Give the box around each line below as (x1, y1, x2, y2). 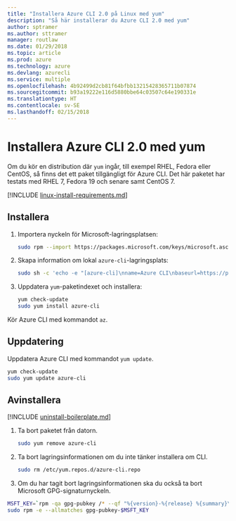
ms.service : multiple (7, 75, 71, 83)
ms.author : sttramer (7, 30, 68, 37)
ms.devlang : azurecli (7, 69, 71, 76)
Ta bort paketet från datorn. (17, 427, 98, 435)
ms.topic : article (7, 50, 61, 57)
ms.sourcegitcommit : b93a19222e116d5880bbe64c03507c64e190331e (7, 89, 197, 96)
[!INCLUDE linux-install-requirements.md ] (7, 191, 128, 199)
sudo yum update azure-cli (7, 375, 86, 382)
